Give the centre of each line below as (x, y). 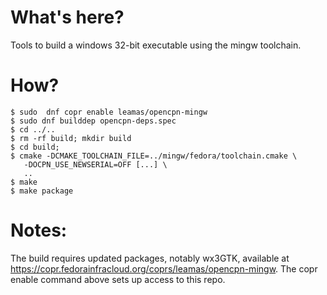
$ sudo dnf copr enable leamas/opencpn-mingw (109, 112)
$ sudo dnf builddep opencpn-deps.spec (93, 121)
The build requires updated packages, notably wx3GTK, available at (150, 258)
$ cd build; (35, 147)
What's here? (67, 17)
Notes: (39, 230)
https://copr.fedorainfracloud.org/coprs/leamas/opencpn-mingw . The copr (164, 268)
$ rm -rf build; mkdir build (71, 138)
